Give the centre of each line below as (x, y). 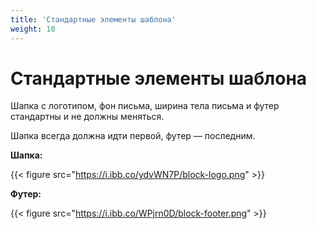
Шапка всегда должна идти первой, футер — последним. (133, 136)
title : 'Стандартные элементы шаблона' (93, 19)
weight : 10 (33, 29)
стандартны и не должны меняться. (87, 117)
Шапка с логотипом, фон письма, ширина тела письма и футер (145, 106)
